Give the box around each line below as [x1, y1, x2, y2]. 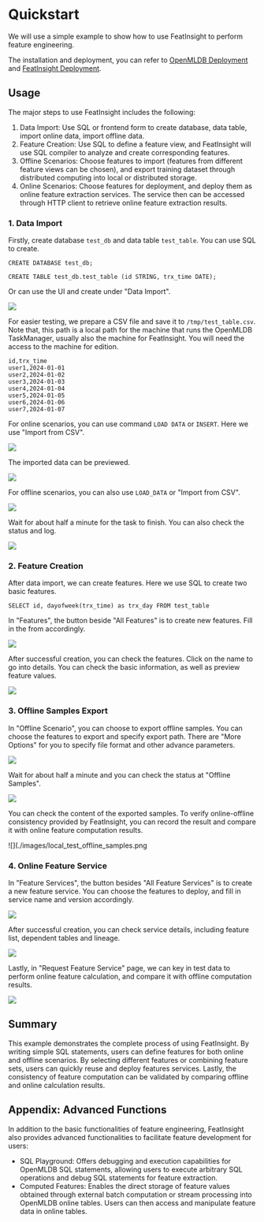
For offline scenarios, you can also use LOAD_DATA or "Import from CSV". [8, 488, 240, 497]
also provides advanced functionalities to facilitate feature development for [8, 1132, 252, 1142]
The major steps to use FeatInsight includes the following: [8, 107, 195, 117]
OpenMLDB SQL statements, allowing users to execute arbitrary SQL [19, 1164, 243, 1174]
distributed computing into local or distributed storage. [19, 173, 197, 182]
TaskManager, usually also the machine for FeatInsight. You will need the [8, 333, 245, 344]
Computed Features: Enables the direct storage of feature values [19, 1181, 230, 1190]
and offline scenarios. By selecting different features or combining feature [8, 1055, 248, 1064]
